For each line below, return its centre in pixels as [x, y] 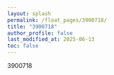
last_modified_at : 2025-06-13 [51, 40]
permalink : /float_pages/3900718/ [57, 20]
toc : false [23, 46]
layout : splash [29, 14]
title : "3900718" [32, 26]
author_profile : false [40, 33]
